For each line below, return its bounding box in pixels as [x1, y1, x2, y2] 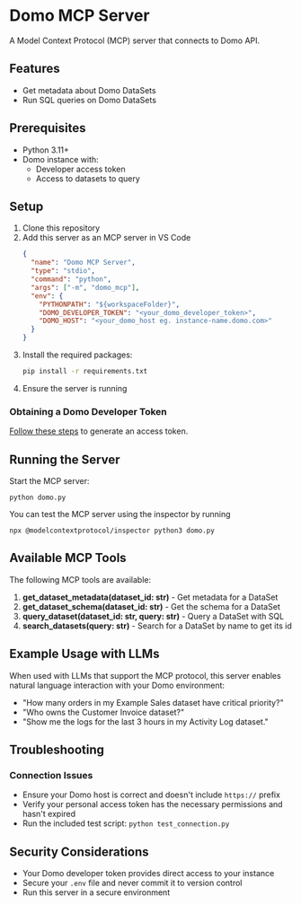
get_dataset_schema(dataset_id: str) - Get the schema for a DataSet [22, 601, 280, 611]
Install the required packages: [22, 349, 133, 360]
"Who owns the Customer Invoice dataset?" [22, 707, 185, 717]
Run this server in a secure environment [22, 887, 171, 898]
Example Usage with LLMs [9, 646, 160, 662]
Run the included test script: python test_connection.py [22, 818, 230, 829]
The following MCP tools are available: [9, 574, 151, 584]
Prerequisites [9, 120, 86, 136]
